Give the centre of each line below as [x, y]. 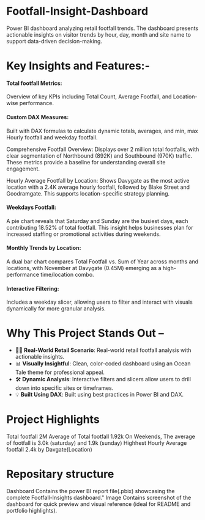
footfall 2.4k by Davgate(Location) [50, 450]
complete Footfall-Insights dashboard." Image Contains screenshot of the [99, 497]
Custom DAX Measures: [38, 117]
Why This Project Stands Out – [85, 333]
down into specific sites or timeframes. [64, 388]
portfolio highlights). [32, 510]
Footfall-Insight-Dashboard [77, 11]
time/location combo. [67, 274]
